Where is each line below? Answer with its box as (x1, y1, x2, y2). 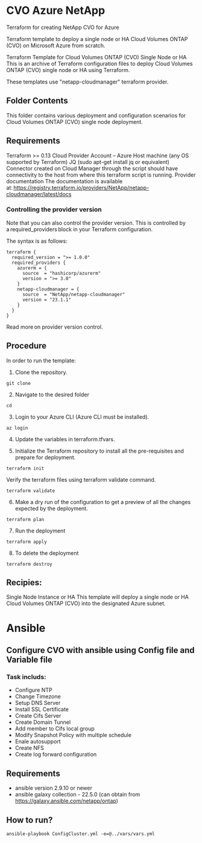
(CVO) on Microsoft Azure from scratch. (6, 42, 106, 49)
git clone (6, 380, 31, 386)
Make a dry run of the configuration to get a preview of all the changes (14, 498, 191, 505)
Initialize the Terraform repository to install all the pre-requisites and (14, 447, 184, 454)
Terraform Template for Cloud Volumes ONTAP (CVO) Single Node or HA (6, 53, 187, 61)
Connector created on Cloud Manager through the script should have (6, 165, 178, 172)
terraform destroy (6, 561, 52, 567)
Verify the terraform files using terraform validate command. (6, 476, 156, 483)
